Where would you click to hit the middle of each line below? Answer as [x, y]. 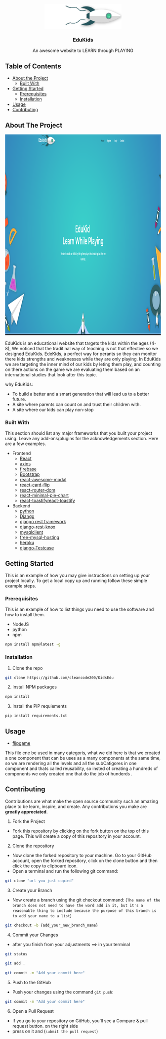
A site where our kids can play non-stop [53, 409]
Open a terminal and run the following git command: [65, 871]
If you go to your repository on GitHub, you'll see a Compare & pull [80, 1021]
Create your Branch [32, 890]
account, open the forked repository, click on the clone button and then [85, 860]
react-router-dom [38, 490]
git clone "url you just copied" [40, 881]
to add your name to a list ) [42, 915]
